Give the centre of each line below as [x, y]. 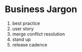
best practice [26, 23]
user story [23, 28]
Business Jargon [41, 9]
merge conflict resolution [38, 34]
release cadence [30, 44]
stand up [21, 39]
